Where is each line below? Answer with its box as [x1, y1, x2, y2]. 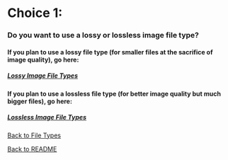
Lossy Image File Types [7, 72, 79, 80]
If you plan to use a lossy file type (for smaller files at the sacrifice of [7, 47, 214, 56]
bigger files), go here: [7, 97, 73, 105]
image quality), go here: [7, 55, 79, 64]
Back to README [7, 144, 57, 153]
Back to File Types [7, 131, 62, 139]
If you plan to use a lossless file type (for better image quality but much [7, 89, 222, 98]
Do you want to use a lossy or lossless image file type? [7, 30, 200, 40]
